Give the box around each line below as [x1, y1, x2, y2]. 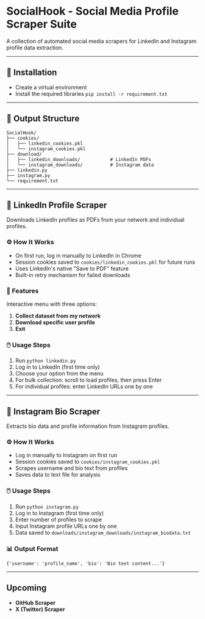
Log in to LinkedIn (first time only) [15, 363, 100, 371]
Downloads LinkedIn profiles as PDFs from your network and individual [6, 216, 185, 223]
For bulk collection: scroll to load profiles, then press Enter [15, 377, 162, 384]
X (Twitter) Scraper [15, 606, 65, 613]
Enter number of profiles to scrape [15, 516, 103, 523]
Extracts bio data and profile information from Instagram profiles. [6, 422, 170, 430]
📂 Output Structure [6, 114, 80, 124]
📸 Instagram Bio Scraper [6, 406, 101, 416]
